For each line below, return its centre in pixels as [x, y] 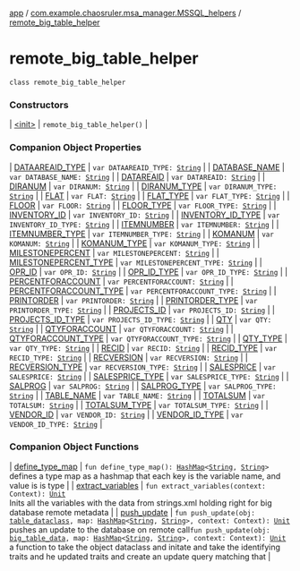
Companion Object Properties [75, 148]
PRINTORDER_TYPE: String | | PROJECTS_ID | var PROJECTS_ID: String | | [142, 310]
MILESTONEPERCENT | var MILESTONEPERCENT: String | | [114, 252]
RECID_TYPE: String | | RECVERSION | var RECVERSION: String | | [129, 357]
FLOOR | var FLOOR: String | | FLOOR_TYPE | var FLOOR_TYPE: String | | [143, 205]
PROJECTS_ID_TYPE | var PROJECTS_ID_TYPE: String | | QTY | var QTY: [141, 319]
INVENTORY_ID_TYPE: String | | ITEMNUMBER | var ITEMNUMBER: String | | [144, 224]
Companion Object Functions [74, 447]
